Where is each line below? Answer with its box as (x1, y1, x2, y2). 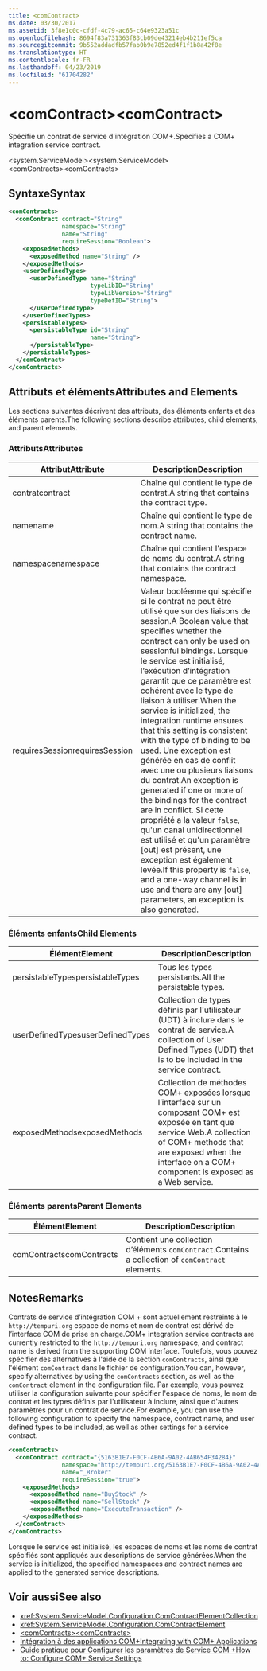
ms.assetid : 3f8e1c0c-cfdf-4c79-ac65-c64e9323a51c (8, 26, 180, 34)
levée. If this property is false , (140, 864, 251, 875)
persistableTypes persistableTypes (12, 972, 140, 983)
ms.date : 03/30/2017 (8, 19, 77, 27)
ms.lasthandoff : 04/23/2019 (8, 64, 102, 72)
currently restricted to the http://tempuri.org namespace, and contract (8, 1338, 244, 1347)
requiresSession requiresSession (12, 745, 133, 756)
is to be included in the (157, 1054, 242, 1065)
